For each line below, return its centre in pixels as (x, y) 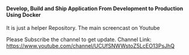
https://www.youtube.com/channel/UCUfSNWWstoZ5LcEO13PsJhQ (91, 46)
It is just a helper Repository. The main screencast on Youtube (83, 28)
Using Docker (23, 14)
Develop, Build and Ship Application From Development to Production (95, 8)
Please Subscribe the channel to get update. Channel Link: (79, 39)
